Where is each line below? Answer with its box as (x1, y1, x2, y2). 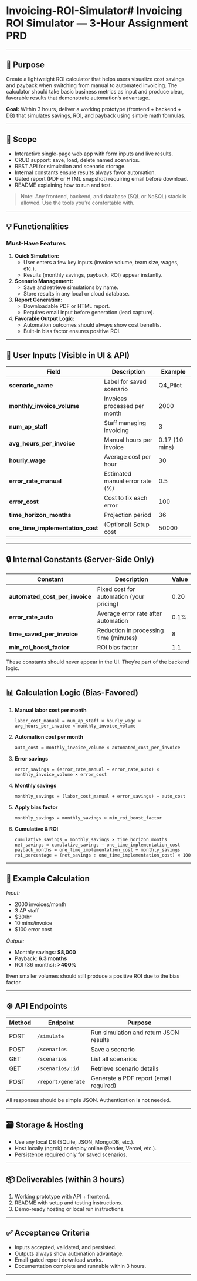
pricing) (97, 599, 119, 608)
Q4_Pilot (158, 381, 182, 390)
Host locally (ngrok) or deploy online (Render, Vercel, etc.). (14, 1145, 157, 1152)
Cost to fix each (103, 494, 148, 502)
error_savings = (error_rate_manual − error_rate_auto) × (14, 766, 159, 772)
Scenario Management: (14, 278, 73, 285)
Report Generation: (14, 296, 63, 304)
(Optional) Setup (103, 520, 150, 529)
